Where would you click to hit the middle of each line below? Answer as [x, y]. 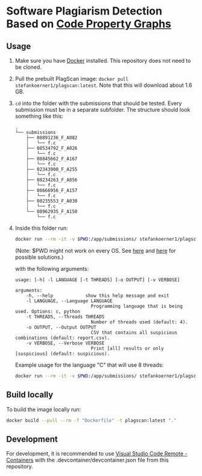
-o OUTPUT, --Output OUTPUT [61, 327]
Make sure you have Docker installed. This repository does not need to [103, 61]
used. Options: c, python [47, 311]
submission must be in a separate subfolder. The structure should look [103, 109]
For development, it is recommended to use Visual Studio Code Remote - [97, 454]
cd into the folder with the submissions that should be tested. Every [98, 103]
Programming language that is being [137, 306]
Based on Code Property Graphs [89, 24]
